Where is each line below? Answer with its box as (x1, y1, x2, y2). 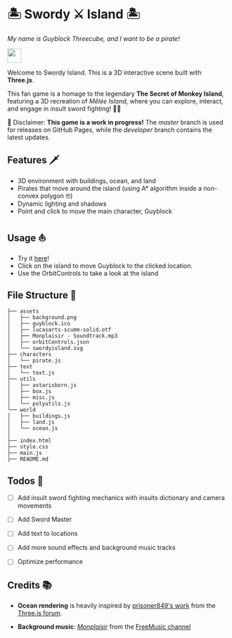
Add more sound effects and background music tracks (17, 544, 176, 552)
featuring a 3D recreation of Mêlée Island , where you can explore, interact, (7, 96, 224, 105)
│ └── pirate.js (7, 357, 61, 364)
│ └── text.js (7, 370, 55, 377)
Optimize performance (17, 558, 83, 566)
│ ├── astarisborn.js (7, 382, 77, 389)
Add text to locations (17, 530, 78, 538)
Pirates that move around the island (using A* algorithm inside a (17, 184, 202, 192)
